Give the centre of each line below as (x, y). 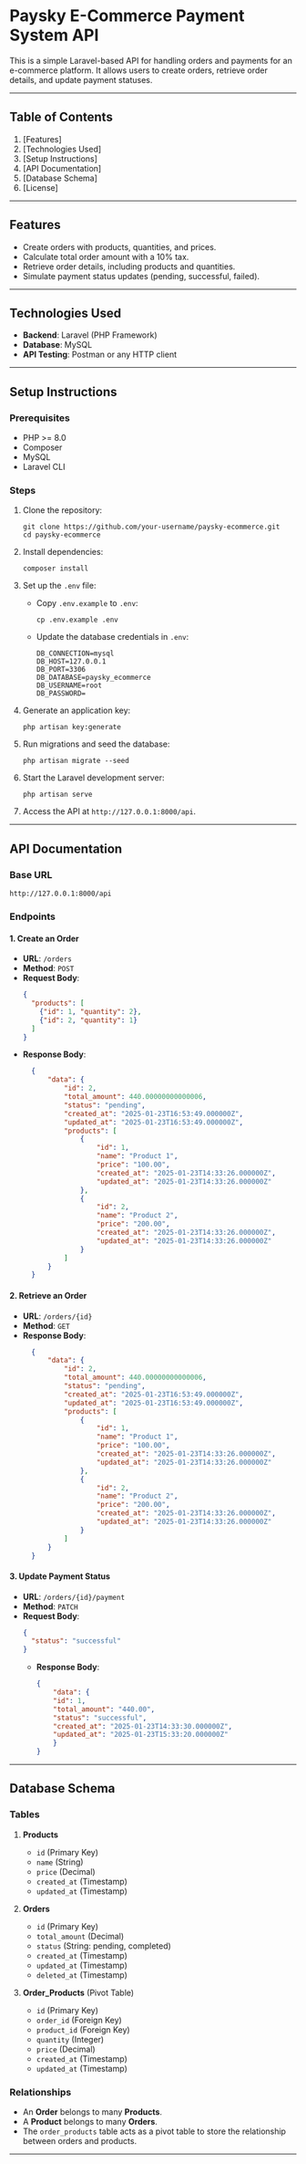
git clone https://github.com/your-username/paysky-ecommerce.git (151, 527)
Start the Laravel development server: (93, 778)
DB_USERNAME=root (69, 685)
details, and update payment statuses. (81, 79)
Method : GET (46, 1325)
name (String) (60, 1862)
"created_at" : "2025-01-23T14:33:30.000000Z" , (143, 1726)
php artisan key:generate (71, 727)
